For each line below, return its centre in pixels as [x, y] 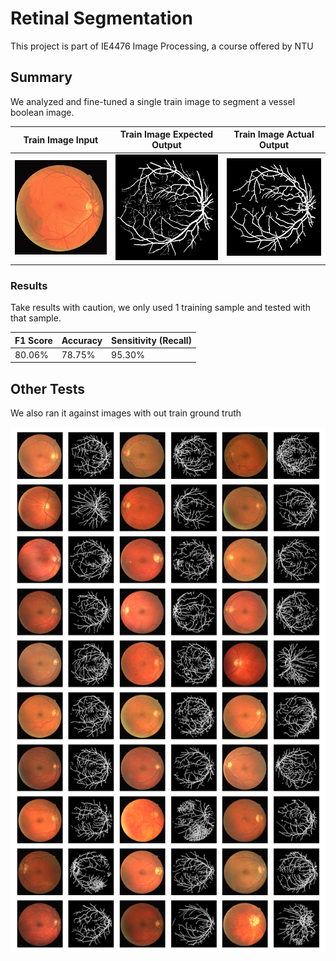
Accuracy [82, 340]
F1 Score [33, 340]
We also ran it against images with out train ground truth [126, 413]
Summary [41, 77]
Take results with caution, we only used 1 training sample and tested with [160, 308]
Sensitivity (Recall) [152, 340]
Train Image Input [61, 139]
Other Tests [47, 388]
